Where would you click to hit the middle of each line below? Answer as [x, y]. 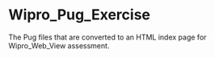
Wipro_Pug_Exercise [80, 15]
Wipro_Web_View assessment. [59, 45]
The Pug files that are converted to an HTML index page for [107, 37]
